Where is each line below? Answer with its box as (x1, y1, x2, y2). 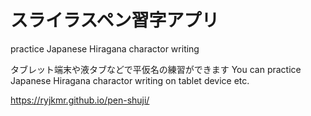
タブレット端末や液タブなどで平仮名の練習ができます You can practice (10, 63, 302, 75)
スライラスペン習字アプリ (10, 9, 220, 32)
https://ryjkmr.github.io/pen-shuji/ (10, 94, 150, 106)
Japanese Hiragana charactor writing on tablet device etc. (10, 74, 250, 86)
